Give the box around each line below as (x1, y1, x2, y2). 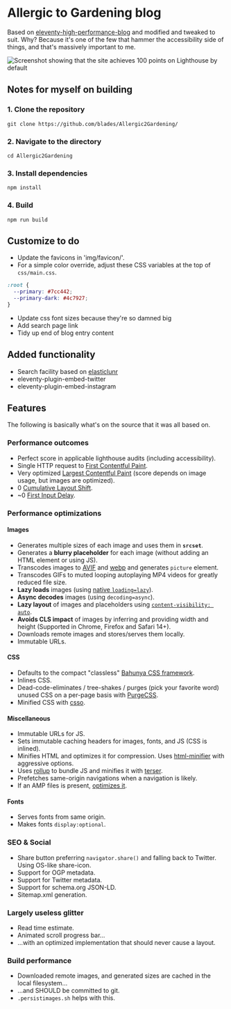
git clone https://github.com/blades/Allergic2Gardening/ (7, 120, 178, 127)
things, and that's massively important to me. (7, 42, 136, 51)
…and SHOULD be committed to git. (17, 987, 120, 995)
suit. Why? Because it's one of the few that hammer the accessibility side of (7, 35, 224, 43)
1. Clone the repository (7, 104, 85, 114)
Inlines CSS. (17, 676, 52, 685)
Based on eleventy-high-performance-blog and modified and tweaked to (7, 28, 216, 36)
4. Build (7, 201, 33, 210)
